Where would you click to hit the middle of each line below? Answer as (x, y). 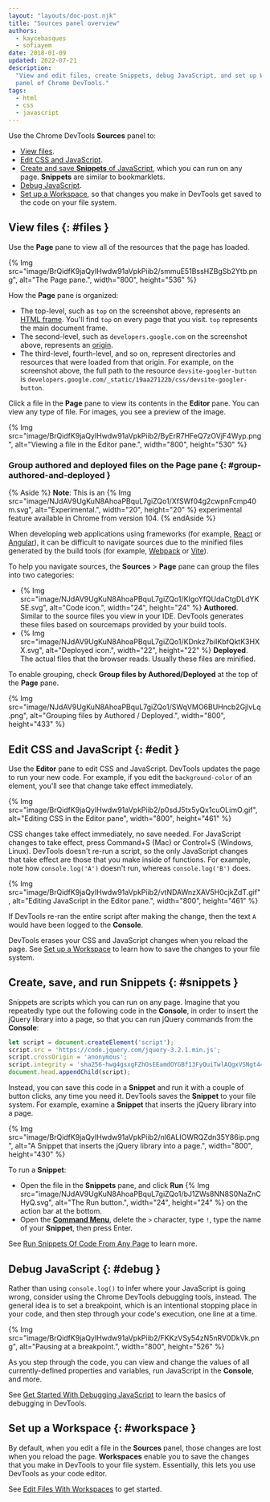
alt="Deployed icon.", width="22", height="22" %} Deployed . (147, 651)
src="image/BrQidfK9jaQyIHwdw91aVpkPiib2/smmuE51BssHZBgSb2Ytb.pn (133, 271)
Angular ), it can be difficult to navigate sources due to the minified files (126, 542)
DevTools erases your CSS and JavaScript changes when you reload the (128, 940)
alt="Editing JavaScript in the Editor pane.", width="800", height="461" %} (135, 900)
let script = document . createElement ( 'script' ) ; (91, 1042)
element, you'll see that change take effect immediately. (101, 786)
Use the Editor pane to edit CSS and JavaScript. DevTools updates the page (134, 769)
